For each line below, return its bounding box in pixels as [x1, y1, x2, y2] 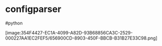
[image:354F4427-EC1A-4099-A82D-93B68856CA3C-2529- [5, 29, 133, 35]
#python [5, 20, 23, 26]
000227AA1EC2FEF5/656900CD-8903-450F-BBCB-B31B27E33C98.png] [5, 35, 157, 41]
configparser [5, 3, 62, 15]
